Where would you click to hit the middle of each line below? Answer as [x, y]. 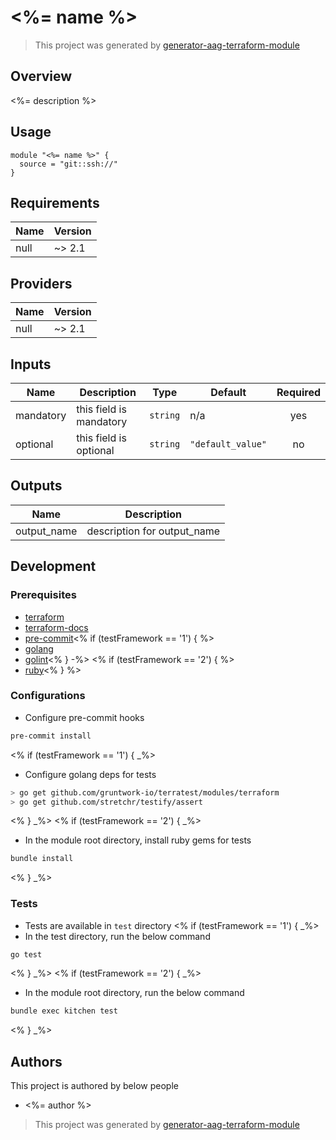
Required [298, 392]
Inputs [31, 364]
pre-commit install [51, 736]
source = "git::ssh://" [68, 164]
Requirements [55, 202]
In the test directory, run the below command [117, 936]
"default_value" [228, 444]
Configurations [48, 696]
